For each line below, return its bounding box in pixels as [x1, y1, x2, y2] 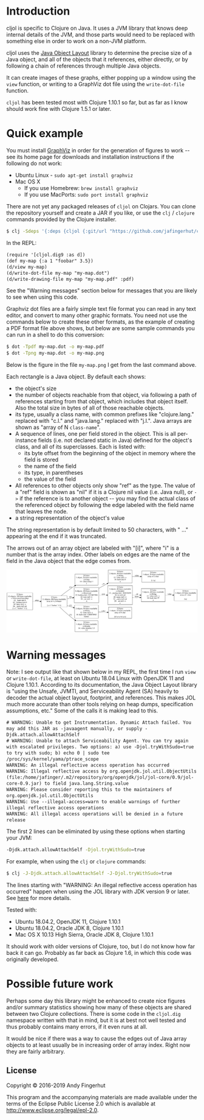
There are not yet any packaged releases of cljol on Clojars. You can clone [6, 202, 196, 210]
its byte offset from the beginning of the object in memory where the [24, 449, 196, 456]
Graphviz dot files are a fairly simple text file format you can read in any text [6, 305, 196, 312]
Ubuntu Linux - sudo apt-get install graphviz [15, 171, 134, 179]
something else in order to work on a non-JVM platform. [6, 37, 147, 44]
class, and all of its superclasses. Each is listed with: [15, 443, 146, 450]
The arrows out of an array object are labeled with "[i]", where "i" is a [6, 544, 179, 551]
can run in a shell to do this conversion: [6, 331, 105, 338]
